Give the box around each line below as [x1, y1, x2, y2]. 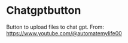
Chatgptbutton [6, 4, 81, 17]
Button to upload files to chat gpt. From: [6, 23, 105, 30]
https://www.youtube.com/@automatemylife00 [6, 29, 123, 36]
